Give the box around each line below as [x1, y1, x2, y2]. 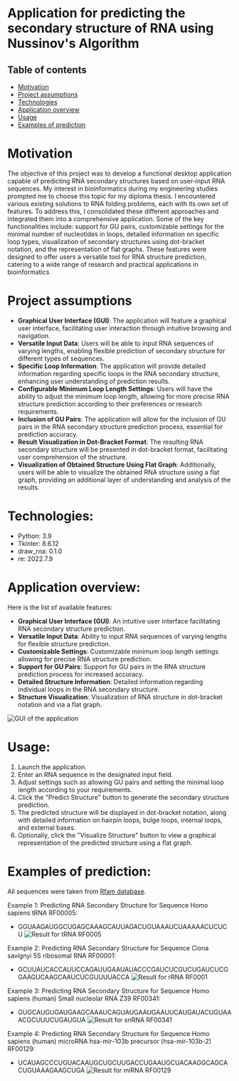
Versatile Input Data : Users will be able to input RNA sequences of [17, 339, 214, 347]
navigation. [17, 331, 51, 340]
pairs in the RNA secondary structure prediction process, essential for [17, 422, 223, 431]
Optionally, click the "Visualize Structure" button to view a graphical [17, 831, 216, 839]
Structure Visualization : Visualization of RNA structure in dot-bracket [17, 692, 223, 701]
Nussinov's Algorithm [7, 36, 139, 51]
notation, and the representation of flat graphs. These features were [7, 245, 207, 253]
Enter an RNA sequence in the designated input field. [17, 770, 174, 778]
